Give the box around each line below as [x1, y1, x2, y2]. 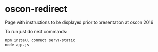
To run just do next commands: [5, 28, 68, 34]
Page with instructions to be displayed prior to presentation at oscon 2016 [5, 19, 154, 25]
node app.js [5, 42, 29, 47]
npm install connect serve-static [5, 38, 76, 43]
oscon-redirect [5, 3, 67, 14]
